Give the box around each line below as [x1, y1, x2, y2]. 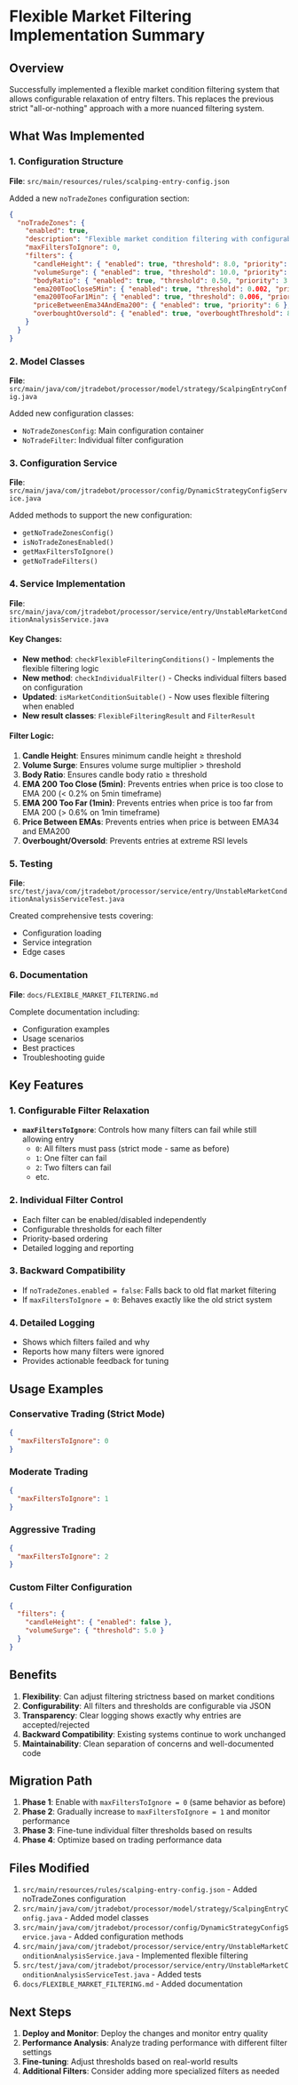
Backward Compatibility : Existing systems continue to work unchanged [21, 1728, 286, 1739]
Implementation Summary [9, 25, 206, 45]
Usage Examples [9, 1381, 104, 1397]
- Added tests [151, 1969, 202, 1980]
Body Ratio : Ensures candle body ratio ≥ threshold [21, 769, 208, 780]
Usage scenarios [21, 1033, 84, 1044]
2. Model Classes [9, 355, 86, 367]
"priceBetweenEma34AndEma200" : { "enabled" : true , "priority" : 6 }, [32, 301, 292, 310]
